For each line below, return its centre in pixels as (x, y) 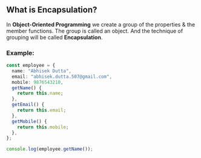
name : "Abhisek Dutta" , (41, 71)
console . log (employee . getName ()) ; (50, 149)
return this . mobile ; (43, 127)
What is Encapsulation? (52, 10)
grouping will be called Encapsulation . (54, 37)
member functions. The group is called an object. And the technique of (95, 31)
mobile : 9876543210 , (38, 82)
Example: (20, 52)
